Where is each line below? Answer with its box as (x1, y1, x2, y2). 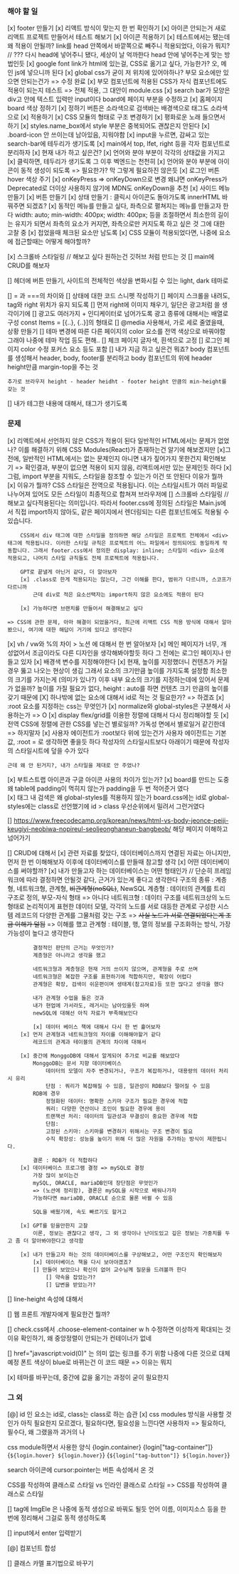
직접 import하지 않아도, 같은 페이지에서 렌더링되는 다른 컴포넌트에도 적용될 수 (14, 507, 230, 516)
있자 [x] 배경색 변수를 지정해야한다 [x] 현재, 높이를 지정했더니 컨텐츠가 (20, 657, 215, 666)
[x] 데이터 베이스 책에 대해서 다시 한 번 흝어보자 (33, 1023, 161, 1030)
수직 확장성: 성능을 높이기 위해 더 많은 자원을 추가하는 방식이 (45, 1135, 204, 1143)
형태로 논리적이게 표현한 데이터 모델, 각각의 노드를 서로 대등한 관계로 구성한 (7, 902, 216, 910)
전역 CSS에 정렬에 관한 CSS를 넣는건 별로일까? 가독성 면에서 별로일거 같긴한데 (7, 719, 225, 728)
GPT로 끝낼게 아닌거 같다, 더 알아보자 (20, 568, 117, 576)
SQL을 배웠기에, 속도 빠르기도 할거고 (33, 1208, 127, 1215)
